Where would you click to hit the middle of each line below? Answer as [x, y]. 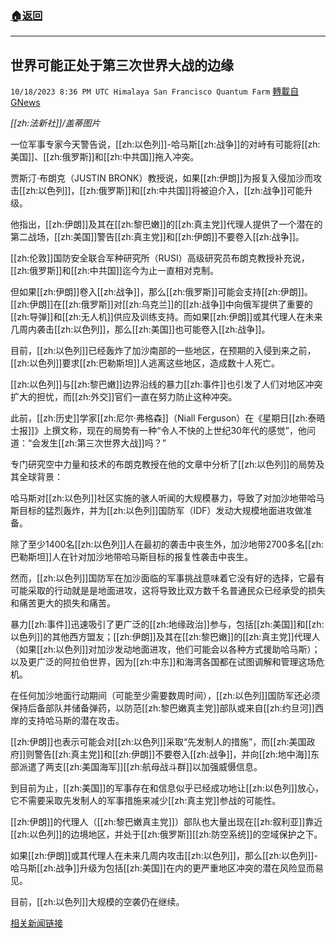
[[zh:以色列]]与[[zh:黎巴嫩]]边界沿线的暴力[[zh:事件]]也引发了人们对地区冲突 [166, 384]
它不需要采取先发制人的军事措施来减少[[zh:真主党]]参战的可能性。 [146, 801]
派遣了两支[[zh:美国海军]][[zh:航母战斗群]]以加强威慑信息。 [140, 767]
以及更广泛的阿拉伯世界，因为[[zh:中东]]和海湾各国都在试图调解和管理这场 [163, 662]
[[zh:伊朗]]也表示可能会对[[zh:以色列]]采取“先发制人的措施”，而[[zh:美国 [158, 742]
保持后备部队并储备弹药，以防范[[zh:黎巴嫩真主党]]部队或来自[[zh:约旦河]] [162, 708]
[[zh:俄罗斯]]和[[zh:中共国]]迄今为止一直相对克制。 [114, 271]
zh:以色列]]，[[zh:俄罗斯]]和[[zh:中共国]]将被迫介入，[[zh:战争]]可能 [165, 191]
